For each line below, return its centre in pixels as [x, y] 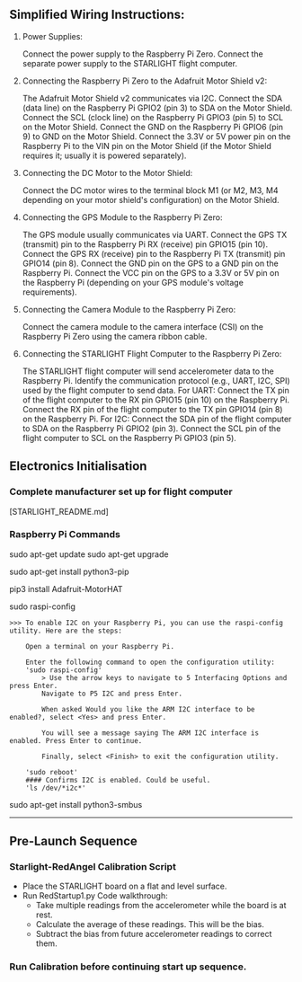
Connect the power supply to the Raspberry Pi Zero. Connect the [142, 54]
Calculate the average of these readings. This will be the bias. [150, 924]
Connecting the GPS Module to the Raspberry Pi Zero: [122, 217]
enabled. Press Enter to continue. [76, 740]
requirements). [50, 292]
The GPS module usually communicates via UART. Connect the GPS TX [155, 234]
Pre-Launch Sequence [73, 841]
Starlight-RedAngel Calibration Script [93, 867]
